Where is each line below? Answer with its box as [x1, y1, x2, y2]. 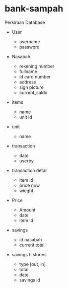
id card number [19, 73, 51, 79]
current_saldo [19, 89, 48, 95]
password [19, 44, 40, 50]
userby [19, 157, 34, 164]
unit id [19, 114, 33, 120]
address [19, 79, 36, 85]
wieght [19, 187, 34, 194]
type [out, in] [19, 261, 46, 267]
